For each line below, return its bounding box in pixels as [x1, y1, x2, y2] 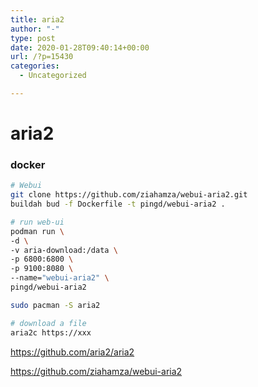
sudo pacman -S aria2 [10, 300, 101, 310]
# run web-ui [10, 217, 65, 227]
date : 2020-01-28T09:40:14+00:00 [10, 42, 150, 53]
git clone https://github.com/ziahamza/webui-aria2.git [10, 190, 248, 200]
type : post [10, 33, 56, 43]
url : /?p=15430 [10, 52, 74, 62]
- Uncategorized [19, 71, 87, 81]
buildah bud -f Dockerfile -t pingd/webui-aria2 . [10, 199, 226, 210]
